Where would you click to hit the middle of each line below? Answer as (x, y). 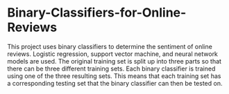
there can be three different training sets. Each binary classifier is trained (111, 68)
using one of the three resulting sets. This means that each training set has (114, 76)
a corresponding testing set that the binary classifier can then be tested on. (115, 83)
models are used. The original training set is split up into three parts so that (114, 61)
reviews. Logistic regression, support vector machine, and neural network (113, 54)
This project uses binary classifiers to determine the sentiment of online (110, 46)
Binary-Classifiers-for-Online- (97, 13)
